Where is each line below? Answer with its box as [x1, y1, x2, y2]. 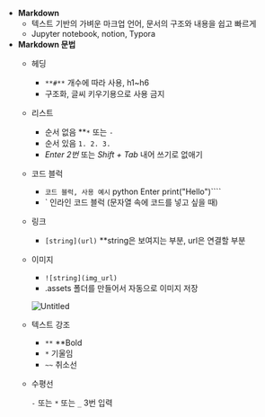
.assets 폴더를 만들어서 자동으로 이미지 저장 [44, 283, 199, 293]
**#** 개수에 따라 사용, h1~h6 [44, 77, 150, 88]
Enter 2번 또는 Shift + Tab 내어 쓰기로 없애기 [44, 149, 204, 160]
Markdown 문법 [17, 40, 76, 49]
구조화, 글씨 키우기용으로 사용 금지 [44, 89, 165, 99]
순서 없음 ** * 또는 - [44, 127, 114, 138]
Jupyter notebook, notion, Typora [31, 29, 155, 39]
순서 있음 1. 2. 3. [44, 138, 111, 148]
